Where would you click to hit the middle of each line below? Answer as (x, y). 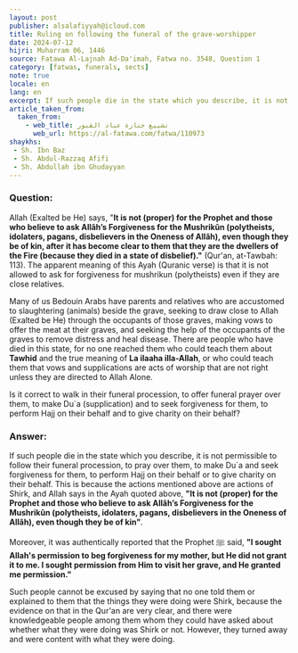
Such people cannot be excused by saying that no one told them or (132, 591)
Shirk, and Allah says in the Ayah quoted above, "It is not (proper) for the (144, 493)
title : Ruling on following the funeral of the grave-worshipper (133, 34)
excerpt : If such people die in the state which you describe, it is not (149, 100)
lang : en (25, 92)
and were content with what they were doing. (92, 639)
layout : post (33, 17)
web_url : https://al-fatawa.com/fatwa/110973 (118, 134)
